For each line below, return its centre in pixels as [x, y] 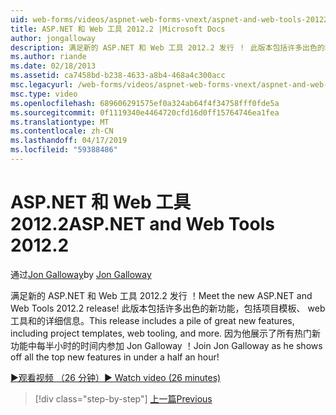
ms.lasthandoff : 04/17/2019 [69, 141]
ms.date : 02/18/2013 [53, 66]
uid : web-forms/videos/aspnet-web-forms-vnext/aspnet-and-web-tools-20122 [169, 19]
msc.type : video [44, 94]
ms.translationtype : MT [60, 122]
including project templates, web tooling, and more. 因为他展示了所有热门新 [166, 333]
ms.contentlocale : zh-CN [62, 131]
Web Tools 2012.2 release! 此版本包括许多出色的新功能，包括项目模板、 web [168, 308]
